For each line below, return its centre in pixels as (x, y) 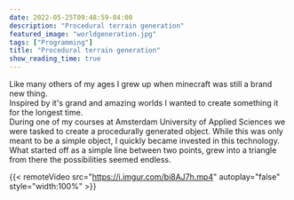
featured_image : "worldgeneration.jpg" (83, 34)
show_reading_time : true (55, 59)
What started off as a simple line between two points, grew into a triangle (143, 150)
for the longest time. (46, 112)
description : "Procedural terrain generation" (97, 26)
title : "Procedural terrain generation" (85, 51)
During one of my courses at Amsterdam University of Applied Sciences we (147, 122)
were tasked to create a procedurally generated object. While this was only (147, 131)
